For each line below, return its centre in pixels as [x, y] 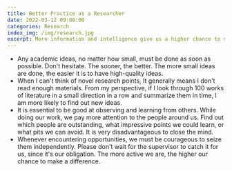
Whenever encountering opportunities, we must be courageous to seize [119, 139]
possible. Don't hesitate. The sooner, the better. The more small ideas [116, 66]
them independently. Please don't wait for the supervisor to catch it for [118, 147]
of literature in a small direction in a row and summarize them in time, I [117, 95]
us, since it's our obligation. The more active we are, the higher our [113, 154]
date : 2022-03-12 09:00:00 [46, 20]
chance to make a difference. [59, 161]
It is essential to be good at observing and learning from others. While [116, 110]
